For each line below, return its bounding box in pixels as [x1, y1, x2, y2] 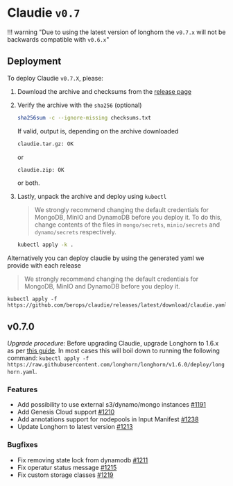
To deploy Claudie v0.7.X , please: [7, 74, 104, 82]
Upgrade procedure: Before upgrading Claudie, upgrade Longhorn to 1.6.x [7, 339, 219, 348]
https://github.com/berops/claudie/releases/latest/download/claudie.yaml [7, 302, 228, 309]
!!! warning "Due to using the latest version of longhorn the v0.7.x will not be [7, 28, 226, 36]
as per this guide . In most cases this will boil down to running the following [7, 346, 221, 355]
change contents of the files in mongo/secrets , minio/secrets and [34, 220, 221, 229]
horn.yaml [7, 368, 36, 376]
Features [7, 384, 38, 394]
